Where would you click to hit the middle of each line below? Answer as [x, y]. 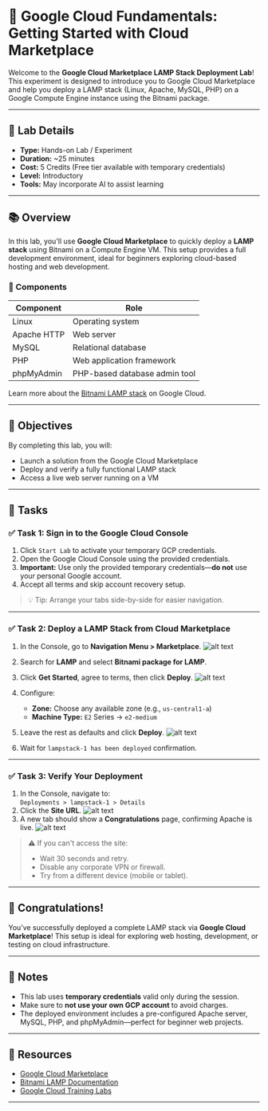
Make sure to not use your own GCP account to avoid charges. [124, 1005]
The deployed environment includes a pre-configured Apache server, [134, 1013]
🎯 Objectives [41, 426]
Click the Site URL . [51, 810]
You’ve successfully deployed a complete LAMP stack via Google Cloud [127, 927]
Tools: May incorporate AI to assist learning [92, 184]
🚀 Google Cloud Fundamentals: [113, 16]
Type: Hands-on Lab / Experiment [76, 150]
